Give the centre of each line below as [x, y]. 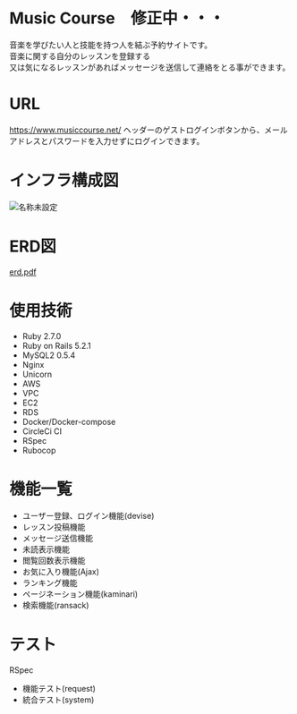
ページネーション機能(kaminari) [80, 594]
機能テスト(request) [59, 688]
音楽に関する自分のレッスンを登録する [80, 55]
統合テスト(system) [58, 700]
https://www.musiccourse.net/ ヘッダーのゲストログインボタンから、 [137, 130]
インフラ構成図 [64, 181]
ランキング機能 [50, 582]
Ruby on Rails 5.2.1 [56, 345]
